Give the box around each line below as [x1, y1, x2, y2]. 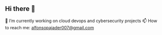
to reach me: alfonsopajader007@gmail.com [5, 24, 94, 30]
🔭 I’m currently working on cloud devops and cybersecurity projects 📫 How [5, 18, 157, 23]
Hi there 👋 [5, 5, 36, 13]
